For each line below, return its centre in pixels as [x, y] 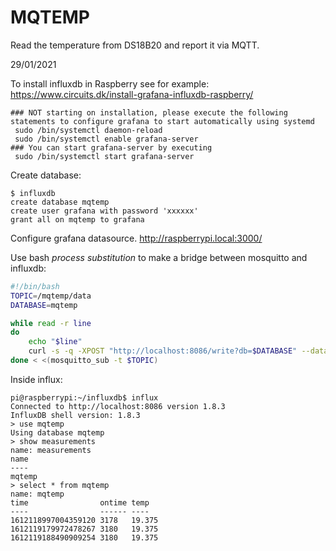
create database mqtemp [60, 202]
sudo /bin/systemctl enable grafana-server [106, 139]
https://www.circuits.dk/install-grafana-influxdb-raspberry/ [132, 94]
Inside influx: [36, 379]
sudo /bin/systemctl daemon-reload [88, 130]
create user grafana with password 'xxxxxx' [104, 211]
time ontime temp [80, 502]
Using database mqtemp [57, 432]
